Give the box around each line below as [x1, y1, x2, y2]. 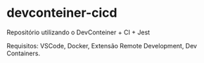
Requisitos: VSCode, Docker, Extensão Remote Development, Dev [6, 41, 198, 50]
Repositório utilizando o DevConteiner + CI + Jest [6, 28, 151, 36]
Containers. [6, 49, 40, 57]
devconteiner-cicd [6, 5, 117, 21]
